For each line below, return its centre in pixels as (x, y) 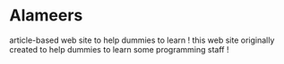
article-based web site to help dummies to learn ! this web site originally (142, 40)
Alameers (46, 16)
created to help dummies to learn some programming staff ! (119, 49)
